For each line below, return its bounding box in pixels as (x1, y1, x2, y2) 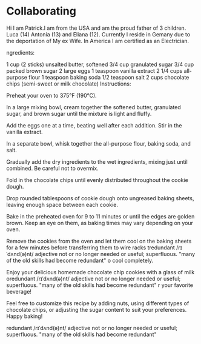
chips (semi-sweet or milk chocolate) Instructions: (6, 80, 131, 87)
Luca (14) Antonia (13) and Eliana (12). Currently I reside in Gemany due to (6, 30, 191, 38)
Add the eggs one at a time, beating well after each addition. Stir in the (6, 121, 182, 129)
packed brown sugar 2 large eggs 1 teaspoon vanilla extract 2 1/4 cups (6, 67, 183, 74)
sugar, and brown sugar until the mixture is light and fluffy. (6, 110, 152, 117)
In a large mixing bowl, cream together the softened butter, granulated (6, 103, 182, 110)
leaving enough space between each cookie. (6, 201, 119, 208)
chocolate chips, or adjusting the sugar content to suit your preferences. (6, 306, 187, 313)
